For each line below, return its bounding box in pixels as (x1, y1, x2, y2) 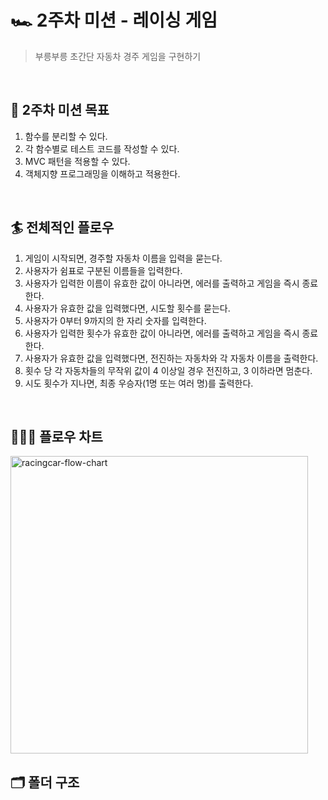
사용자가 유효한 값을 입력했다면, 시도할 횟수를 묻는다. (24, 302, 231, 314)
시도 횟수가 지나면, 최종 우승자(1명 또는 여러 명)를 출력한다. (24, 377, 254, 389)
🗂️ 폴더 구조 (10, 774, 80, 791)
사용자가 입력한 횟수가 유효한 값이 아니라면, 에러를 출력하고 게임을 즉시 (24, 327, 300, 339)
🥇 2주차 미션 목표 (10, 102, 110, 119)
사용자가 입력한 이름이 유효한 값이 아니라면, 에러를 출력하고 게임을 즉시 (24, 277, 300, 289)
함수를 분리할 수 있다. (24, 130, 108, 142)
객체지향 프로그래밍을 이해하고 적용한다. (24, 167, 181, 180)
